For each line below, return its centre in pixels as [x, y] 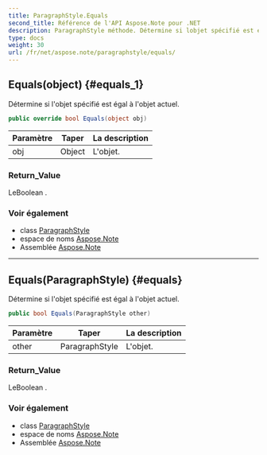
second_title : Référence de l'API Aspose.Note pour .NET [104, 23]
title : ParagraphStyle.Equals [58, 16]
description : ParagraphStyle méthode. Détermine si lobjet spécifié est [131, 30]
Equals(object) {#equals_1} [76, 85]
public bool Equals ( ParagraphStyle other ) [79, 314]
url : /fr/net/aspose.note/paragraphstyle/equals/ [92, 52]
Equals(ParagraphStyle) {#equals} [95, 280]
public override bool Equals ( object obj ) [78, 119]
